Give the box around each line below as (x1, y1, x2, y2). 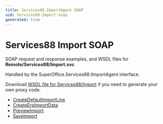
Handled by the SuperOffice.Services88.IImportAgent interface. (5, 71, 140, 77)
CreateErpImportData (12, 102, 58, 108)
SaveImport (12, 113, 37, 119)
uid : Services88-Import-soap (5, 12, 68, 17)
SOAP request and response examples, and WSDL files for (5, 56, 129, 62)
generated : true (5, 17, 40, 22)
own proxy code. (5, 87, 41, 93)
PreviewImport (12, 108, 44, 114)
